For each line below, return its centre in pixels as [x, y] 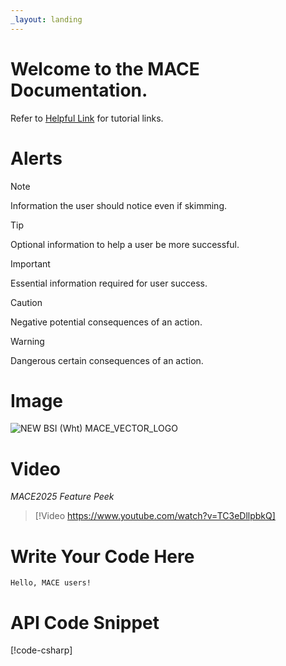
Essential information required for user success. [109, 283]
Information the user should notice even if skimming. [118, 205]
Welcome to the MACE [105, 68]
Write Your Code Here [102, 556]
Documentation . [79, 90]
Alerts [36, 158]
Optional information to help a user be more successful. [125, 244]
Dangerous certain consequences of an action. [107, 360]
